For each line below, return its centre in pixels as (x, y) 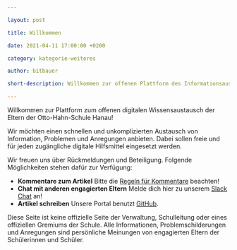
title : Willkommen (34, 32)
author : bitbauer (33, 71)
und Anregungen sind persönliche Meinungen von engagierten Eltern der (114, 232)
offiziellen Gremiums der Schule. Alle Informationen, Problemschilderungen (117, 225)
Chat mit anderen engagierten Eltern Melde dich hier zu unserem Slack (122, 189)
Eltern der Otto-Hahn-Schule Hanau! (60, 118)
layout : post (26, 20)
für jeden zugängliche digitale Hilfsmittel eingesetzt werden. (95, 146)
